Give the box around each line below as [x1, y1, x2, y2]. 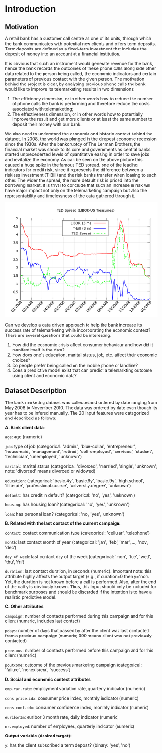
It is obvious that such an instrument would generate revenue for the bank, [5, 61, 154, 66]
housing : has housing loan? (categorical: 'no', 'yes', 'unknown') [5, 502, 130, 507]
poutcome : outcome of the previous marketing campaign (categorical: [5, 662, 142, 668]
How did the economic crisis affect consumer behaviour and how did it [12, 342, 153, 348]
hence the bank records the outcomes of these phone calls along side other [5, 66, 156, 71]
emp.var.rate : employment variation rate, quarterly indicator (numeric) [5, 686, 146, 691]
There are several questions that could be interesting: [5, 333, 112, 338]
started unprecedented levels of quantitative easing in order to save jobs [5, 151, 150, 157]
